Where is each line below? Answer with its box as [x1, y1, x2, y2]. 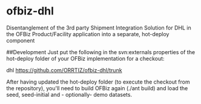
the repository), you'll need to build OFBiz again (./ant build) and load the [6, 84, 188, 91]
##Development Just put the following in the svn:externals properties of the [6, 48, 196, 55]
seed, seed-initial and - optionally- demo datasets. [6, 91, 132, 98]
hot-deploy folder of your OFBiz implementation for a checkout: [6, 55, 165, 62]
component [6, 37, 35, 44]
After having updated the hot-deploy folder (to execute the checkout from [6, 78, 190, 85]
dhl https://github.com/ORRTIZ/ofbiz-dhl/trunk [6, 66, 122, 73]
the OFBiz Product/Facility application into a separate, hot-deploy [6, 30, 170, 37]
